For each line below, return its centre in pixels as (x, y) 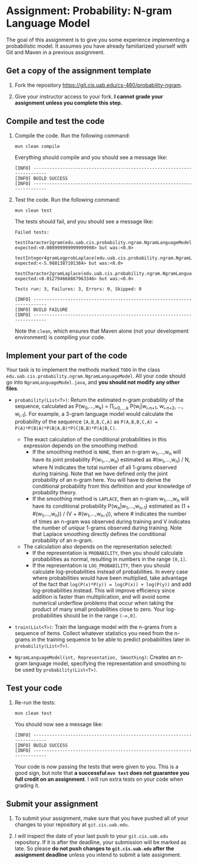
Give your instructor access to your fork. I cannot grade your (89, 96)
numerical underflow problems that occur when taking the (103, 603)
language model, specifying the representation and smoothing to (107, 663)
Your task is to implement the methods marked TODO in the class (83, 370)
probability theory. (55, 492)
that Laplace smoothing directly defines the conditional (99, 534)
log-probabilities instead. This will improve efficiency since (103, 590)
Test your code (34, 688)
